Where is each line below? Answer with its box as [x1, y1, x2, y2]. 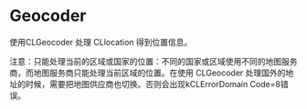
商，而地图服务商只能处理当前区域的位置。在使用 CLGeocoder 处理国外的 [9, 67, 286, 78]
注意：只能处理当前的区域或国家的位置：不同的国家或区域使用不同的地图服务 [9, 55, 298, 66]
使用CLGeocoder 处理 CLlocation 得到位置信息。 [9, 36, 193, 47]
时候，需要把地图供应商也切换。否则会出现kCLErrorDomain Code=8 [25, 78, 281, 89]
